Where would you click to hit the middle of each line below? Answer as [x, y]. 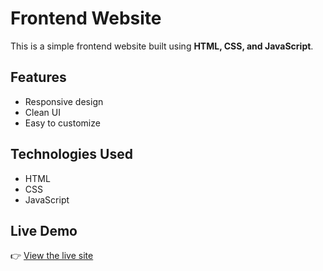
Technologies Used [71, 154]
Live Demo [44, 230]
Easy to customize [62, 123]
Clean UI [42, 112]
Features [38, 77]
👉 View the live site [52, 256]
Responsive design [64, 101]
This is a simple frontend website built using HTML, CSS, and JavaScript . [162, 46]
